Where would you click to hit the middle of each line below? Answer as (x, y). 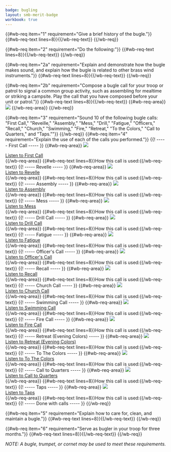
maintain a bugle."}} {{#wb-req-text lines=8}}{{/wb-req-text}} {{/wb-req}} (83, 419)
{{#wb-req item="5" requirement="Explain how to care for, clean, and (79, 413)
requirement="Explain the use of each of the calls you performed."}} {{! (80, 140)
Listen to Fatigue (23, 240)
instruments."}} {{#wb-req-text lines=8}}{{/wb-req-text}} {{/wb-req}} (78, 76)
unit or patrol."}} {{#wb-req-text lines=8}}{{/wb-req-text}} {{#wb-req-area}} (86, 102)
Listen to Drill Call (24, 223)
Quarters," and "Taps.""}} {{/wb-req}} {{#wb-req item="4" (66, 134)
